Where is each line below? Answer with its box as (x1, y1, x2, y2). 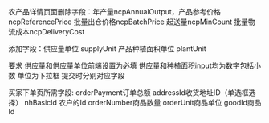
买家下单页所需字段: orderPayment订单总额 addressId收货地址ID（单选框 (8, 88, 249, 97)
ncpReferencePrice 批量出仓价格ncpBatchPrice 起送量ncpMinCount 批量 (8, 17, 249, 26)
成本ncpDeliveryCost (14, 27, 85, 36)
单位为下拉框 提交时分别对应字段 (17, 71, 125, 80)
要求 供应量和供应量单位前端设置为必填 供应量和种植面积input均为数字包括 (8, 61, 255, 70)
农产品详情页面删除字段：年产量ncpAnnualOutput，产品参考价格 (8, 7, 222, 16)
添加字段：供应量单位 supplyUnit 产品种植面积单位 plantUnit (8, 44, 206, 54)
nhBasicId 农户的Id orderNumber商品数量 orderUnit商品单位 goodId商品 (23, 98, 262, 107)
